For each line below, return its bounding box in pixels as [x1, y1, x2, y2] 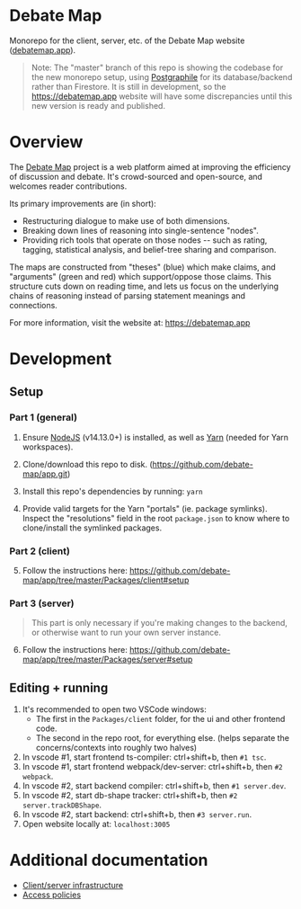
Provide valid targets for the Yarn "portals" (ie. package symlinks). [22, 503, 268, 513]
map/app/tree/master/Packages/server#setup [22, 654, 193, 665]
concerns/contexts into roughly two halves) [35, 743, 198, 753]
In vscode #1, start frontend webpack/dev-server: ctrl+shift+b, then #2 [22, 762, 283, 772]
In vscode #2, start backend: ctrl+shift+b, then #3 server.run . [22, 809, 252, 820]
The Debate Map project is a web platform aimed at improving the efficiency [9, 161, 291, 172]
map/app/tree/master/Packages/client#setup [22, 575, 190, 585]
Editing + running [9, 680, 109, 695]
